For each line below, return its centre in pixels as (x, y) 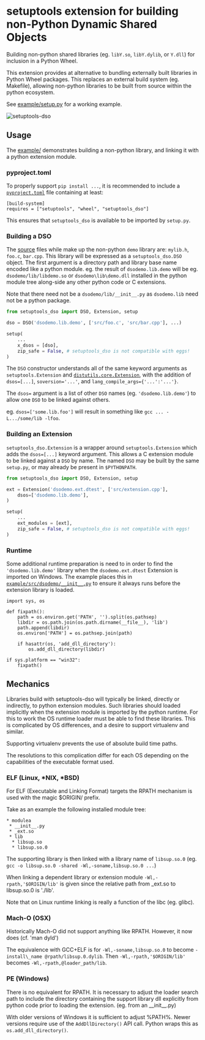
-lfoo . (53, 418)
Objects (27, 37)
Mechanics (28, 684)
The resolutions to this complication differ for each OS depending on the (98, 755)
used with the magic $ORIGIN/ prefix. (54, 798)
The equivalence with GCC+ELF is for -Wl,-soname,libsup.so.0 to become (100, 950)
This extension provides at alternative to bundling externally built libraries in (102, 72)
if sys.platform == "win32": (43, 660)
